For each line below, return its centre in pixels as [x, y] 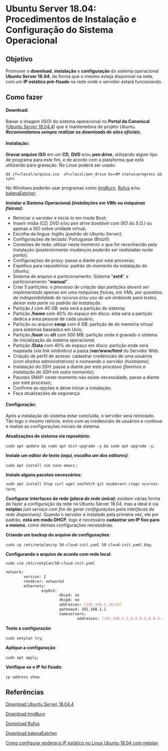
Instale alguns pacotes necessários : [44, 475]
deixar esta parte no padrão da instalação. [57, 302]
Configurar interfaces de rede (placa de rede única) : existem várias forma [83, 498]
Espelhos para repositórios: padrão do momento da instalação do [80, 265]
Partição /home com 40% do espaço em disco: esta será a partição [83, 313]
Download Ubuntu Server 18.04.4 [40, 704]
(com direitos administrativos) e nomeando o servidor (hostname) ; [81, 361]
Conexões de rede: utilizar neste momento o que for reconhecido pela [85, 244]
